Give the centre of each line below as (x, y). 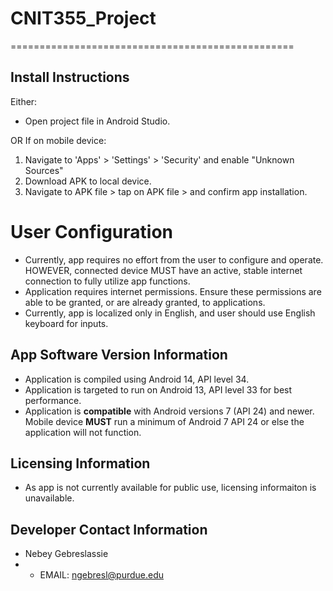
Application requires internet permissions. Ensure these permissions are (173, 291)
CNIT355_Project (83, 18)
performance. (53, 400)
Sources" (44, 170)
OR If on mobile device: (58, 140)
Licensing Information (80, 463)
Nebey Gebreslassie (66, 554)
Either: (24, 101)
